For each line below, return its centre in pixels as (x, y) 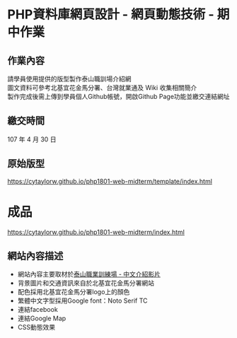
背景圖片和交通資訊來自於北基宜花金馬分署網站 (86, 283)
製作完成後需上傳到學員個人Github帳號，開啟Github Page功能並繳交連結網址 (118, 97)
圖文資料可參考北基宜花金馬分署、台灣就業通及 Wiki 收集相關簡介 (102, 88)
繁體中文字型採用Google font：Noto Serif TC (82, 301)
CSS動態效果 (36, 327)
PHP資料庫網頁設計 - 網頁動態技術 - (111, 14)
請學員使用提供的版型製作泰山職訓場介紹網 (69, 79)
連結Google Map (42, 318)
